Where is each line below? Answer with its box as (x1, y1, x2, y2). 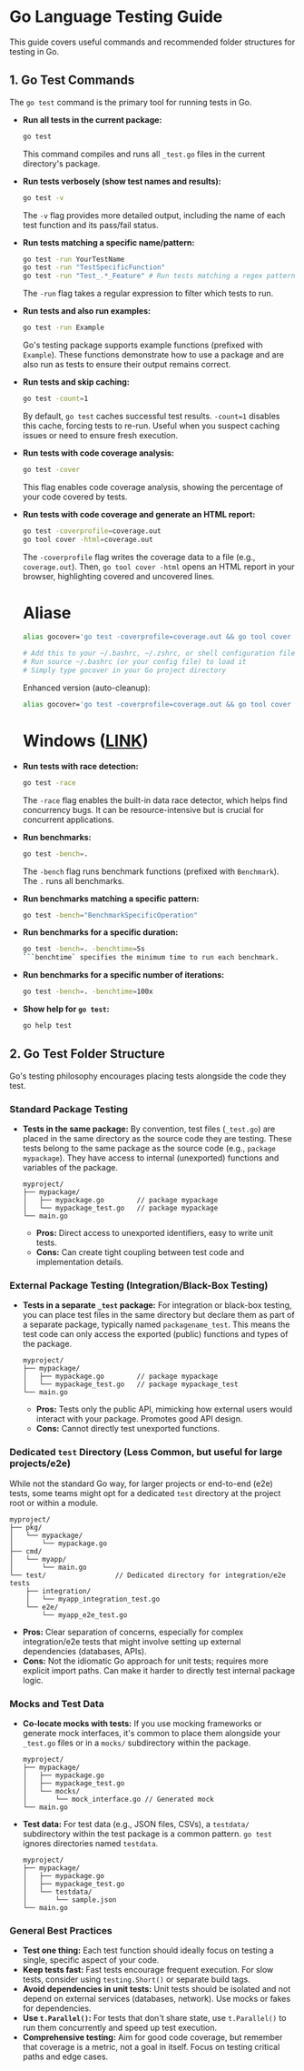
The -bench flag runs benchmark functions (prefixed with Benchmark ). (22, 866, 279, 877)
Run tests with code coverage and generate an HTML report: (22, 508, 256, 519)
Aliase (22, 602, 72, 623)
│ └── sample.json (22, 1895, 117, 1905)
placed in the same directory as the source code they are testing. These (22, 1132, 292, 1143)
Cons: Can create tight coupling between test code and (35, 1246, 245, 1257)
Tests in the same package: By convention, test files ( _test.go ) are (22, 1123, 276, 1134)
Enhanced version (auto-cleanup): (22, 682, 152, 693)
